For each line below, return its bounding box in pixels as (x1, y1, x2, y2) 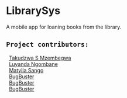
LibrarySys (6, 4, 60, 17)
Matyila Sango (8, 66, 44, 73)
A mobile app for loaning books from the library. (6, 23, 122, 30)
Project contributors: (6, 40, 89, 49)
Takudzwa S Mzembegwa (8, 54, 71, 61)
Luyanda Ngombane (8, 60, 59, 68)
